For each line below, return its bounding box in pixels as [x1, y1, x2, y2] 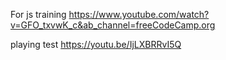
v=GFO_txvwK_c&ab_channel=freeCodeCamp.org [10, 19, 216, 31]
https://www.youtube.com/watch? [68, 9, 210, 20]
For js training [10, 9, 67, 20]
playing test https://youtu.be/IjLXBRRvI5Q [10, 39, 182, 50]
